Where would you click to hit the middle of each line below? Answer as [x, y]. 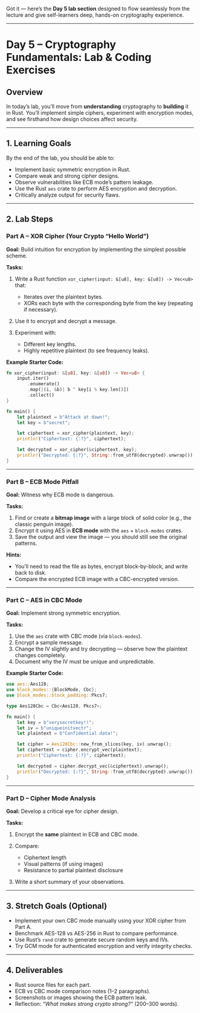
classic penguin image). [44, 524]
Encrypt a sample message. [49, 643]
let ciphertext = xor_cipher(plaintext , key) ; [76, 433]
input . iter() [33, 379]
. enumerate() [44, 384]
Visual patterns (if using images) [63, 864]
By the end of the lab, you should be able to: [60, 158]
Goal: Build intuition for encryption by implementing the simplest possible [96, 249]
